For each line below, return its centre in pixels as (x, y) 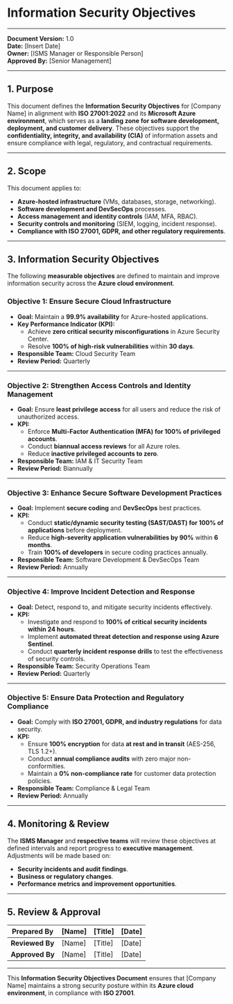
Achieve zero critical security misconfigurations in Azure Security (124, 331)
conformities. (46, 766)
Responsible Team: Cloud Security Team (76, 353)
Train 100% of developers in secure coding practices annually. (118, 552)
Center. (38, 339)
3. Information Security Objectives (83, 259)
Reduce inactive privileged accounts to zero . (93, 453)
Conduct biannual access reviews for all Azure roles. (104, 446)
